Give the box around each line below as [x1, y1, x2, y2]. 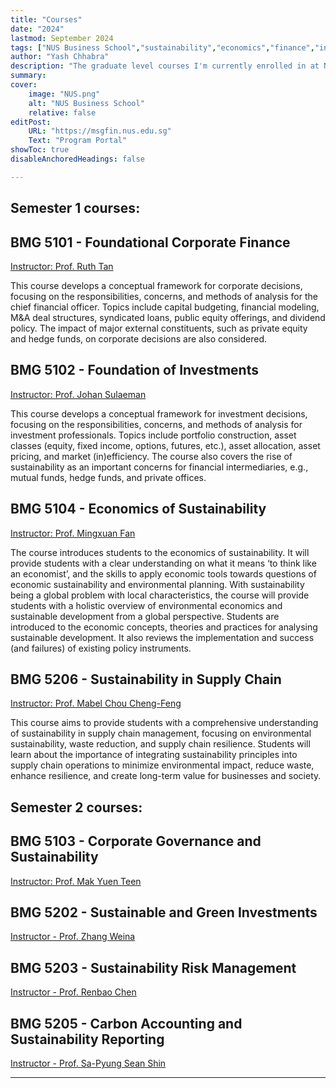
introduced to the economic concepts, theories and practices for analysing [10, 621, 318, 633]
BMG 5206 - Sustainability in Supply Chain [10, 671, 282, 688]
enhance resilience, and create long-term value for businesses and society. [10, 770, 322, 782]
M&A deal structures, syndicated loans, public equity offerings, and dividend [10, 311, 326, 323]
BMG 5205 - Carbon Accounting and [10, 1015, 243, 1032]
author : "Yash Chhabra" [10, 52, 110, 62]
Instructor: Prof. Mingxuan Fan [10, 527, 136, 539]
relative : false [28, 107, 97, 118]
